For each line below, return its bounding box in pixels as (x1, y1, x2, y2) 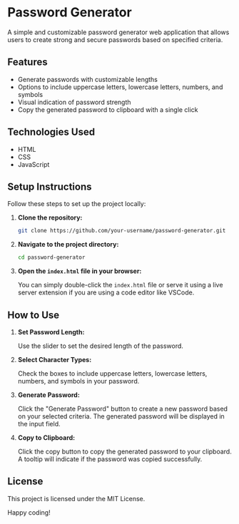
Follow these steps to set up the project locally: (7, 200, 146, 208)
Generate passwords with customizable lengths (17, 75, 158, 83)
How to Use (7, 309, 60, 321)
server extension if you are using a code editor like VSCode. (17, 288, 195, 297)
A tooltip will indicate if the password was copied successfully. (17, 454, 203, 463)
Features (7, 56, 48, 68)
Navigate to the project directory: (17, 240, 119, 249)
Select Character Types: (17, 355, 92, 364)
